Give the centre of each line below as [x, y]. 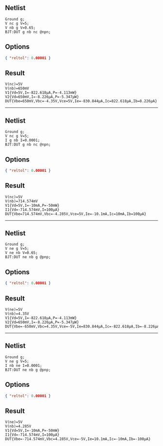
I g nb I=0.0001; [23, 140]
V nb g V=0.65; [20, 28]
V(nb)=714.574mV [21, 201]
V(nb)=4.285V [18, 427]
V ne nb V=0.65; [21, 253]
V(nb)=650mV [17, 89]
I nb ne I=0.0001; [24, 365]
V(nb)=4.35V [17, 314]
